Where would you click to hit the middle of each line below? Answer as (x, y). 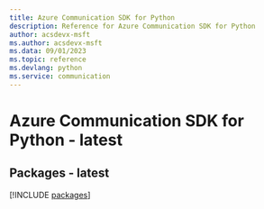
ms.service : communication (60, 77)
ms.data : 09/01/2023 (48, 51)
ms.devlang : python (46, 68)
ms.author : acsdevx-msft (56, 43)
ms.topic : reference (48, 59)
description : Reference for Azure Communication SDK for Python (132, 26)
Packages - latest (59, 173)
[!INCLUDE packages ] (50, 195)
